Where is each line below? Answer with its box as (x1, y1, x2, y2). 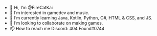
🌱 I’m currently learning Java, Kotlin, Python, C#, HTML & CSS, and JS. (9, 15, 153, 20)
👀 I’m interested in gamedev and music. (9, 10, 90, 16)
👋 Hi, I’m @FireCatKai (9, 5, 53, 10)
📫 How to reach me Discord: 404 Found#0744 (9, 26, 105, 31)
